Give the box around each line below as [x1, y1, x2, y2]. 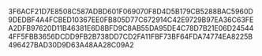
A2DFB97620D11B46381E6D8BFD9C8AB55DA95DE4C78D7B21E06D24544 [8, 24, 254, 32]
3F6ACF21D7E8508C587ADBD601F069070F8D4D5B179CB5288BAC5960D [8, 7, 254, 16]
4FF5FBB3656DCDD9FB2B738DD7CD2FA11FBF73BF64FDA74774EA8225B [8, 32, 253, 41]
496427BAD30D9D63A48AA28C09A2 [8, 40, 134, 50]
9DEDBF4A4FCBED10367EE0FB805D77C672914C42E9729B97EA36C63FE [8, 15, 254, 24]
